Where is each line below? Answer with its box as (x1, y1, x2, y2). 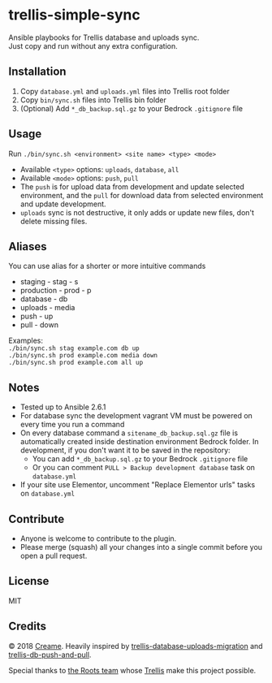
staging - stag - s (19, 277, 79, 287)
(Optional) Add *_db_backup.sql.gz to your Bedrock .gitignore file (19, 103, 244, 113)
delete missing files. (19, 216, 88, 226)
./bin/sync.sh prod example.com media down (8, 352, 158, 360)
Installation (8, 65, 67, 79)
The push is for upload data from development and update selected (19, 181, 245, 192)
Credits (8, 620, 47, 633)
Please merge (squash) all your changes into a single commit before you (19, 543, 262, 551)
